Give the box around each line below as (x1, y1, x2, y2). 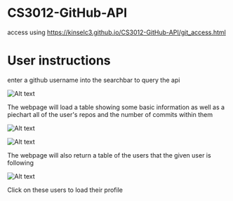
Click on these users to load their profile (7, 186, 123, 194)
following (7, 158, 34, 167)
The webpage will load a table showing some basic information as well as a (7, 103, 225, 111)
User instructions (7, 53, 111, 69)
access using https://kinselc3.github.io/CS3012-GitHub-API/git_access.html (7, 28, 227, 36)
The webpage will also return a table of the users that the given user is (7, 151, 212, 159)
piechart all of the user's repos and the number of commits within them (7, 110, 213, 118)
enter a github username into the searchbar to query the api (7, 76, 180, 84)
